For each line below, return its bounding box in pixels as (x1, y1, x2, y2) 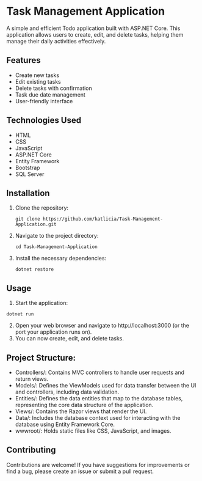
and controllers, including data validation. (15, 388, 120, 395)
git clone (15, 216, 41, 222)
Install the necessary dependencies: (15, 255, 107, 262)
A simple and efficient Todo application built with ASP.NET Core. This (6, 24, 181, 32)
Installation (6, 188, 50, 198)
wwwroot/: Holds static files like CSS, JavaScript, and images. (15, 427, 171, 435)
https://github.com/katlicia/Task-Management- (42, 216, 164, 222)
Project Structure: (6, 353, 76, 363)
